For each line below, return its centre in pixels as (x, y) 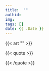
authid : (13, 15)
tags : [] (14, 24)
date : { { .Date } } (24, 29)
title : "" (17, 10)
